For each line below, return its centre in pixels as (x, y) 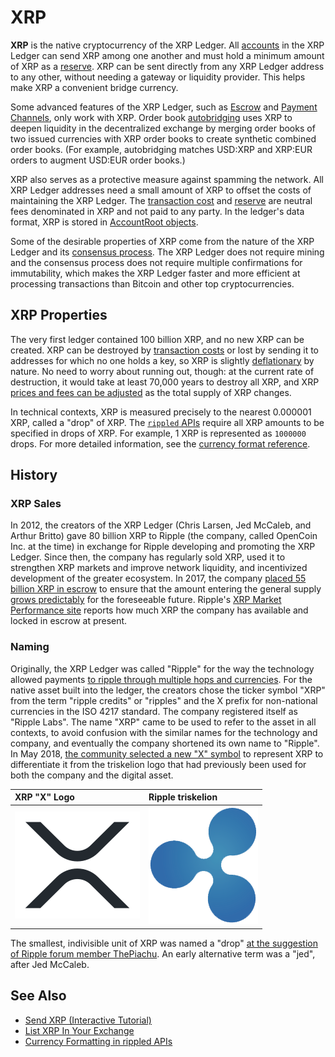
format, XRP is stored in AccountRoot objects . (104, 222)
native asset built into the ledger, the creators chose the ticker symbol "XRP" (168, 690)
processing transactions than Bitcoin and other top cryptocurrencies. (152, 283)
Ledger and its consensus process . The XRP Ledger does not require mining (167, 252)
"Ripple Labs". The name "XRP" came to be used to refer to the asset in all (163, 722)
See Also (38, 996)
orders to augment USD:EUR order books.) (98, 160)
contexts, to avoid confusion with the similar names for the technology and (164, 732)
